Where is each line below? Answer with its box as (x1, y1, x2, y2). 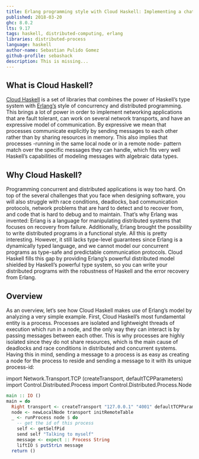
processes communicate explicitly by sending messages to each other (6, 128, 178, 135)
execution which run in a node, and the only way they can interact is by (6, 326, 180, 333)
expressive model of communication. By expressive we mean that (6, 121, 167, 128)
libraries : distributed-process (6, 36, 86, 42)
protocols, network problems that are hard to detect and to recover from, (6, 205, 184, 212)
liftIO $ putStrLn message (17, 442, 84, 448)
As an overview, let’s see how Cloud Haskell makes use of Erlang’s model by (6, 307, 192, 314)
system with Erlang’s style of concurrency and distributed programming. (6, 102, 182, 110)
